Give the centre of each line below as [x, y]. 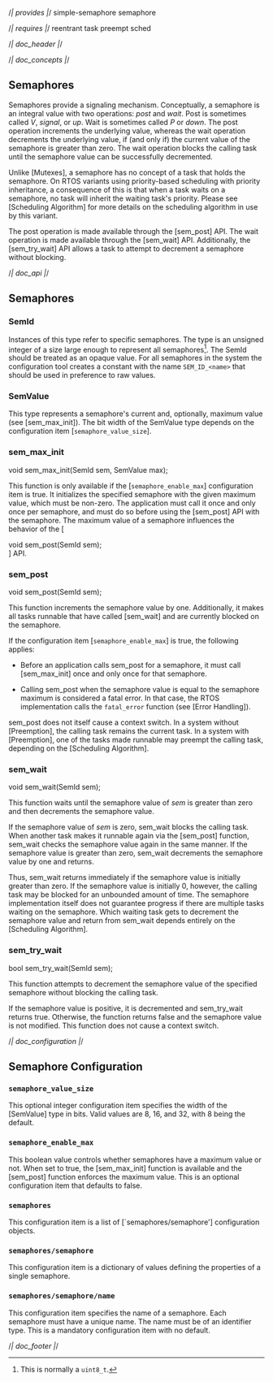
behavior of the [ [37, 529]
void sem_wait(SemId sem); [55, 787]
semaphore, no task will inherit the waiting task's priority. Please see [123, 198]
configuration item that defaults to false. [76, 1185]
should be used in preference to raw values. [82, 375]
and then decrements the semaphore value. [81, 812]
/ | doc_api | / [29, 273]
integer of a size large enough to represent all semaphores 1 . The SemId [128, 349]
